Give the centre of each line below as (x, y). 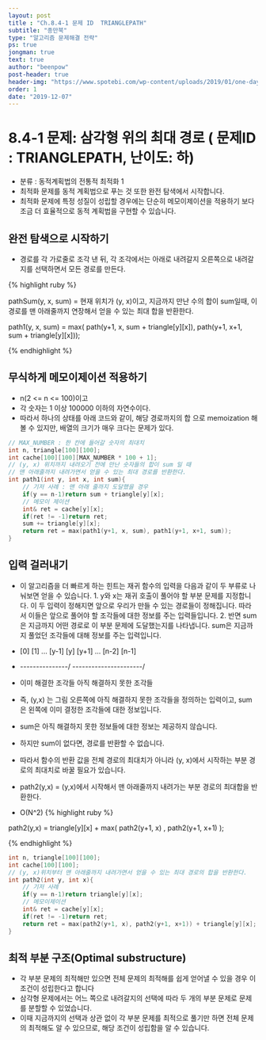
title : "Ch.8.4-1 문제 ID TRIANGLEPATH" (78, 23)
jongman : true (32, 52)
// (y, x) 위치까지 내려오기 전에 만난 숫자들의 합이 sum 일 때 (100, 465)
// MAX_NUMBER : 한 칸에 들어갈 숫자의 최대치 (76, 443)
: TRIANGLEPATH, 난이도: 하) (101, 158)
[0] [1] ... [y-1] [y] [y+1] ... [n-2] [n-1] (78, 651)
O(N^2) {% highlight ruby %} (66, 812)
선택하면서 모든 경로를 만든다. (80, 269)
